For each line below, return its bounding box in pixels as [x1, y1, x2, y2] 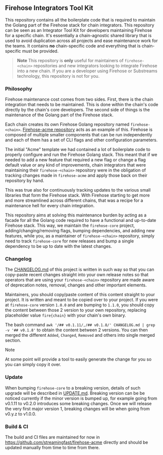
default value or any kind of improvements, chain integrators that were [5, 162, 146, 168]
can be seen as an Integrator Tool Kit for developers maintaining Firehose [5, 27, 152, 33]
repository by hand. [5, 178, 45, 184]
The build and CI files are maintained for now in [5, 434, 100, 440]
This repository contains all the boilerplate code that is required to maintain [5, 17, 156, 22]
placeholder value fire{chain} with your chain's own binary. [5, 312, 127, 318]
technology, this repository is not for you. [17, 73, 100, 79]
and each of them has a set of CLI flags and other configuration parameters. [5, 137, 158, 143]
